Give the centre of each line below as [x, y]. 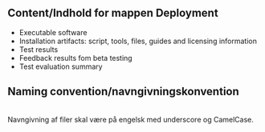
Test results [39, 49]
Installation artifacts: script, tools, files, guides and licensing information [138, 41]
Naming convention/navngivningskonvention [124, 92]
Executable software [53, 32]
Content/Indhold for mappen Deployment [113, 13]
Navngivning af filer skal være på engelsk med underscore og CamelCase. [130, 119]
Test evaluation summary [61, 66]
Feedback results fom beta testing [76, 58]
